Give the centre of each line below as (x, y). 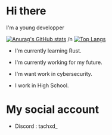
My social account (53, 110)
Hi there (26, 11)
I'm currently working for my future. (58, 62)
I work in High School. (42, 85)
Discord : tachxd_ (36, 126)
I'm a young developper (35, 27)
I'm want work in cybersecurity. (53, 73)
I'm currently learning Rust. (48, 50)
